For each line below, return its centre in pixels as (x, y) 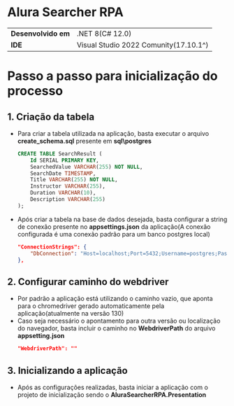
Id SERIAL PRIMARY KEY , (65, 160)
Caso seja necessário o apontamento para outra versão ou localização (119, 321)
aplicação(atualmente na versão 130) (71, 314)
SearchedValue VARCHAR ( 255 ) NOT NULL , (87, 167)
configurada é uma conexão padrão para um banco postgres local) (114, 234)
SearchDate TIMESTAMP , (63, 173)
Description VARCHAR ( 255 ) (68, 199)
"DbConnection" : (54, 253)
